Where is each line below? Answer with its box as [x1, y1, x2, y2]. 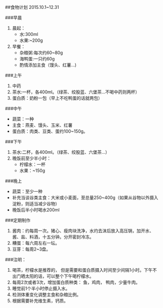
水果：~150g [19, 168, 46, 173]
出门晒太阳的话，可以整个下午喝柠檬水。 [12, 273, 94, 279]
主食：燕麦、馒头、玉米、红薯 [12, 122, 72, 128]
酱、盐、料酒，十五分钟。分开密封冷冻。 [12, 234, 94, 240]
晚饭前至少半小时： [12, 155, 51, 161]
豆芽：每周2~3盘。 [12, 246, 51, 252]
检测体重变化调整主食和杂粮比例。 [12, 292, 81, 297]
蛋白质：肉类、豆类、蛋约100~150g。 [12, 128, 88, 134]
